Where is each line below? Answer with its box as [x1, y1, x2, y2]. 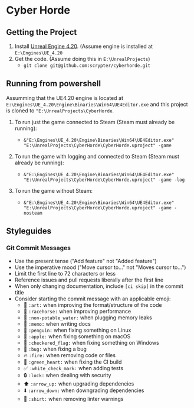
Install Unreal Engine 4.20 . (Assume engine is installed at [14, 43, 153, 50]
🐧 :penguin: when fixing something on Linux [23, 326, 131, 333]
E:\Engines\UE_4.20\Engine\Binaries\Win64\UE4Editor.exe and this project [6, 101, 188, 108]
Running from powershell [6, 79, 101, 89]
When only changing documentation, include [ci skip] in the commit [14, 282, 184, 290]
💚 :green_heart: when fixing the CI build [23, 358, 122, 365]
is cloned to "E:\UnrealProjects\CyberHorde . [6, 107, 114, 114]
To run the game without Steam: [14, 187, 93, 194]
